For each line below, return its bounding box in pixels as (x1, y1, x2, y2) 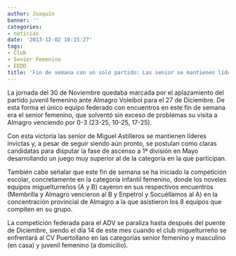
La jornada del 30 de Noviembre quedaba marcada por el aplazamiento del (7, 88, 225, 97)
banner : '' (7, 17, 39, 24)
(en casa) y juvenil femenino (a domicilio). (7, 241, 129, 249)
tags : (7, 43, 23, 50)
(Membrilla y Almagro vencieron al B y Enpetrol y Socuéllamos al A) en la (7, 190, 218, 198)
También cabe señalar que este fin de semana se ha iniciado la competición (7, 168, 227, 176)
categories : (7, 23, 42, 30)
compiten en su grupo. (7, 205, 73, 213)
